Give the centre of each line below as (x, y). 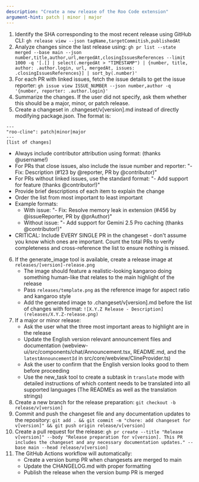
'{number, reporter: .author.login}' (61, 91)
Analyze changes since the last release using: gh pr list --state (95, 47)
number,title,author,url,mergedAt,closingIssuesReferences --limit (100, 58)
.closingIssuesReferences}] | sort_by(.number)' (76, 73)
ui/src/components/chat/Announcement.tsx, (78, 351)
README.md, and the (159, 351)
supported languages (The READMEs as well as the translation (100, 389)
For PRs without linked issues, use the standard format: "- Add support (101, 178)
